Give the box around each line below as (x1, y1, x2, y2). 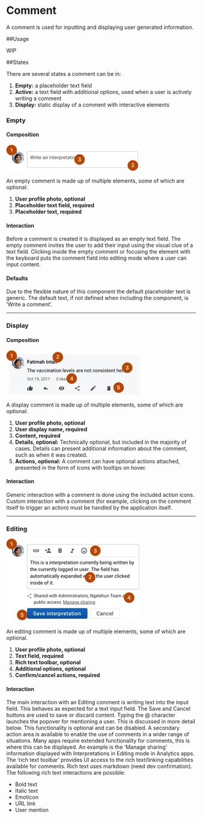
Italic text (14, 787, 38, 795)
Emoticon (14, 793, 39, 801)
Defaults (6, 275, 28, 282)
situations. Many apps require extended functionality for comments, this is (6, 737, 191, 745)
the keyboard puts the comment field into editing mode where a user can (6, 254, 187, 262)
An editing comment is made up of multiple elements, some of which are (6, 628, 186, 635)
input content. (6, 261, 41, 268)
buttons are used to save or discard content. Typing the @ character (6, 711, 176, 719)
